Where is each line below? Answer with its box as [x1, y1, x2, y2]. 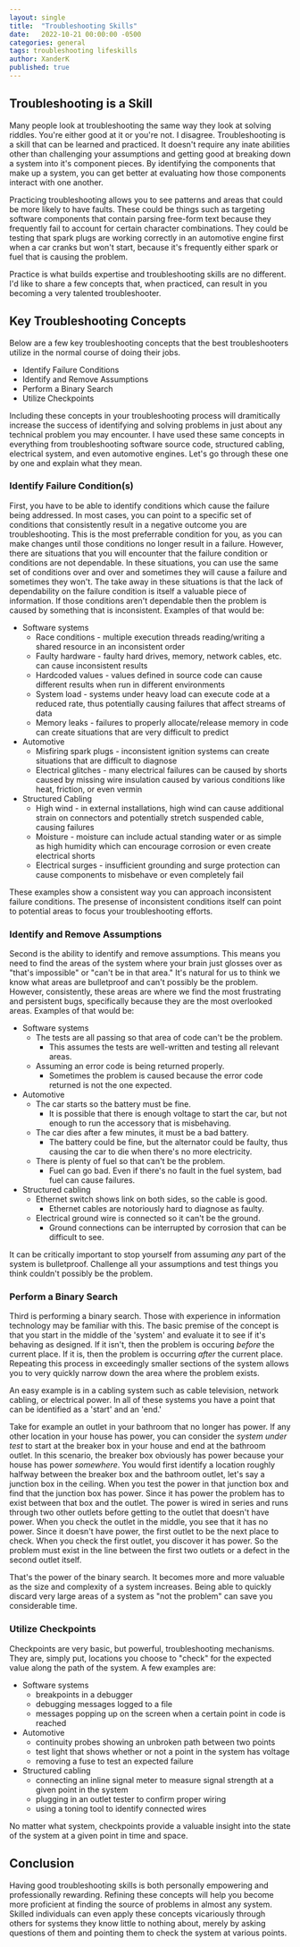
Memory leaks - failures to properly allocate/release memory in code [35, 717, 289, 727]
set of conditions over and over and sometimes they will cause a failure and [9, 566, 287, 577]
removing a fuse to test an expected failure [35, 1756, 194, 1766]
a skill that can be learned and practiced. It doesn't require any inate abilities [9, 139, 290, 149]
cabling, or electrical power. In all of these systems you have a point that [9, 1395, 276, 1406]
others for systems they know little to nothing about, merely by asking [9, 1917, 266, 1928]
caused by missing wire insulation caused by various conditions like [35, 774, 286, 785]
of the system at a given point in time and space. [9, 1830, 188, 1841]
